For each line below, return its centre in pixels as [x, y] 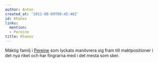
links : [12, 23]
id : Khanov [16, 18]
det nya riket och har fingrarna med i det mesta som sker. [62, 55]
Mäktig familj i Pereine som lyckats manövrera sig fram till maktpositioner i [79, 50]
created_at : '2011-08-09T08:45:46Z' [42, 14]
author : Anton [19, 9]
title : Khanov [19, 37]
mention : [18, 28]
